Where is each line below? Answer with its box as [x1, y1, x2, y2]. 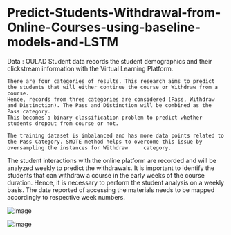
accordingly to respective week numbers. [7, 193, 126, 201]
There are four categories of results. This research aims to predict [7, 77, 215, 84]
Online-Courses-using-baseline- [7, 19, 201, 35]
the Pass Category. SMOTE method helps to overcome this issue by [7, 138, 203, 145]
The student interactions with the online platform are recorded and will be [7, 156, 216, 164]
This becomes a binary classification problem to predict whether [7, 114, 203, 121]
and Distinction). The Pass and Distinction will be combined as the [7, 102, 212, 109]
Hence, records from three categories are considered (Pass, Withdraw [7, 95, 215, 103]
